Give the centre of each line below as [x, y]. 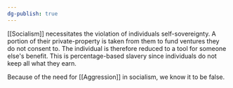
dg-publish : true [33, 14]
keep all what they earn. [42, 63]
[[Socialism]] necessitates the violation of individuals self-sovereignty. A [112, 34]
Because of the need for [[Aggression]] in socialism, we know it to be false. [116, 77]
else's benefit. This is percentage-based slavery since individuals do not [112, 56]
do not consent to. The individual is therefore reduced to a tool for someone [117, 48]
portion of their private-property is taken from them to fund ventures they [113, 41]
